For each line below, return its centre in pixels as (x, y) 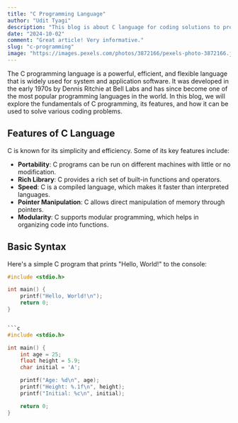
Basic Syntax (37, 247)
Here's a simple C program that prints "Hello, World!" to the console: (107, 264)
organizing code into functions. (63, 225)
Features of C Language (61, 134)
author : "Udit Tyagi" (39, 21)
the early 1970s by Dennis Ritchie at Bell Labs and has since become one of (118, 89)
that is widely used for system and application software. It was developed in (118, 81)
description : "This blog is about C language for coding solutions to (114, 27)
